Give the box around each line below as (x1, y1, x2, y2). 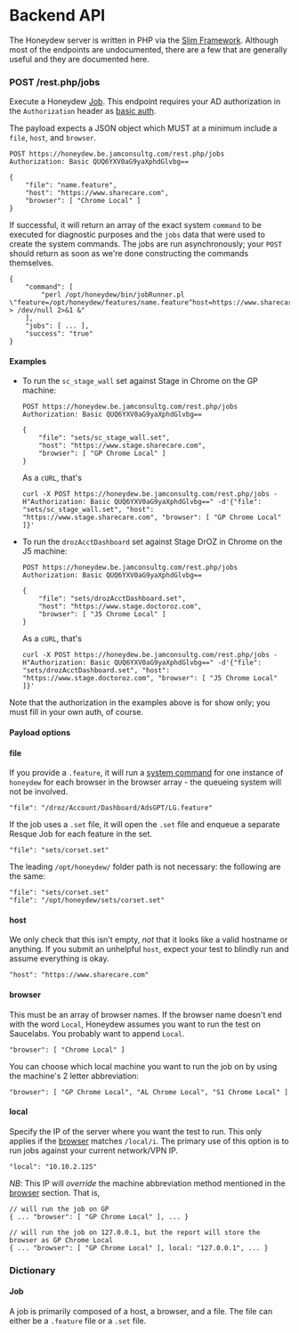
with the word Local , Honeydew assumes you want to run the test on (9, 1019, 261, 1029)
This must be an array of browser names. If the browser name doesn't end (9, 1009, 282, 1020)
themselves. (9, 257, 54, 268)
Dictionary (9, 1264, 56, 1276)
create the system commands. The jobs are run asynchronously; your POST (9, 239, 283, 249)
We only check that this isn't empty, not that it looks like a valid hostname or (9, 934, 288, 945)
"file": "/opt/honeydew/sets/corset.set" (9, 896, 166, 905)
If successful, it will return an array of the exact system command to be (9, 220, 263, 231)
